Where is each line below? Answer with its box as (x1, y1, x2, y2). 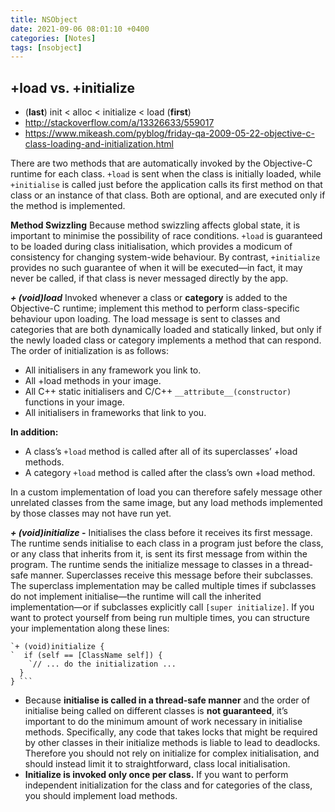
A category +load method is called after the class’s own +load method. (24, 467, 316, 479)
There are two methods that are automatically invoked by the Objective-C (10, 157, 313, 170)
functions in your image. (24, 396, 125, 408)
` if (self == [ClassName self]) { (10, 651, 163, 661)
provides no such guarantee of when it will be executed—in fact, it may (10, 262, 303, 274)
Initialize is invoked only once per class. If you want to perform (24, 769, 289, 781)
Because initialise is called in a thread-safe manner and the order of (24, 694, 311, 706)
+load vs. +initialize (10, 79, 135, 96)
